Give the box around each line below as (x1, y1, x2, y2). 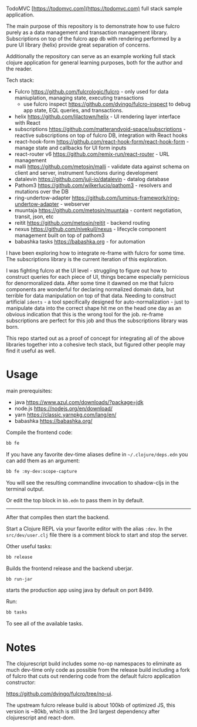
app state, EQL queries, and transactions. (23, 107, 124, 114)
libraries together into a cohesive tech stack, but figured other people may (6, 341, 186, 348)
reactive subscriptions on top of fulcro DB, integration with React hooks (14, 132, 188, 139)
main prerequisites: (6, 387, 53, 394)
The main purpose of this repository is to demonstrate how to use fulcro (6, 23, 180, 29)
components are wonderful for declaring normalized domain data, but (6, 286, 175, 293)
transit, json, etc (14, 213, 54, 220)
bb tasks (6, 609, 28, 615)
